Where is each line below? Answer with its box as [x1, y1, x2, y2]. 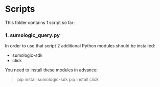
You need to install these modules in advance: [5, 67, 98, 73]
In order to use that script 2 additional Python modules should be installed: [5, 43, 155, 49]
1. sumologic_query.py [5, 32, 60, 39]
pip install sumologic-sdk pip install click [17, 77, 99, 83]
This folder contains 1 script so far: [5, 20, 75, 25]
